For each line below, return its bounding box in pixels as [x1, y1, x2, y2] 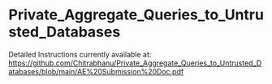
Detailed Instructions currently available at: [8, 49, 152, 59]
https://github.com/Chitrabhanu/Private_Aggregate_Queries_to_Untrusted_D [8, 58, 262, 68]
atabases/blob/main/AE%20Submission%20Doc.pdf [8, 66, 184, 76]
